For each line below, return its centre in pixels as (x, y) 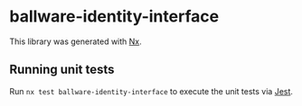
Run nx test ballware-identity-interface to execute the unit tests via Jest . (151, 91)
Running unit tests (62, 70)
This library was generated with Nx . (75, 41)
